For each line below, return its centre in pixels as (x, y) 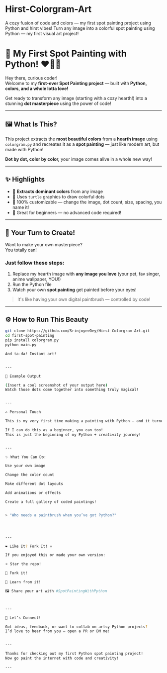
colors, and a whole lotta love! (37, 89)
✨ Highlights (25, 179)
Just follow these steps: (35, 263)
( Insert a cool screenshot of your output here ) (56, 385)
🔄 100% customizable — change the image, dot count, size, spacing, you (87, 202)
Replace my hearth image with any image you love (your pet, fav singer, (86, 274)
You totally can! (21, 250)
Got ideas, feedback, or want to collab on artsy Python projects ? (77, 627)
